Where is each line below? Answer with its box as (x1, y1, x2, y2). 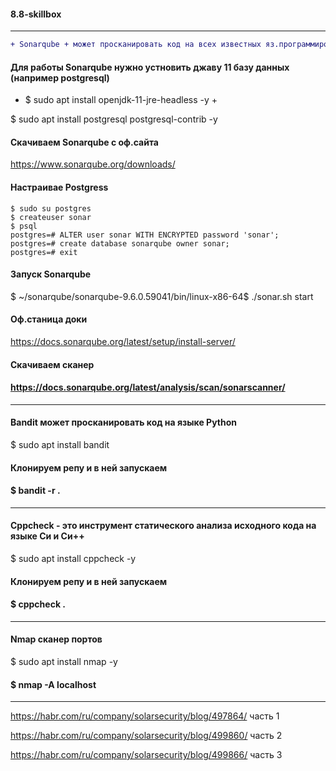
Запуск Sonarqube (10, 268, 92, 280)
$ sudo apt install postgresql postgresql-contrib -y (10, 113, 218, 125)
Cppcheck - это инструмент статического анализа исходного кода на (10, 520, 317, 532)
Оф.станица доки (10, 313, 88, 325)
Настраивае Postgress (10, 181, 109, 194)
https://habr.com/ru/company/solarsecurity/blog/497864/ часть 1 (10, 710, 280, 722)
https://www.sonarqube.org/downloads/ (10, 158, 176, 170)
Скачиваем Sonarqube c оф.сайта (10, 136, 159, 148)
